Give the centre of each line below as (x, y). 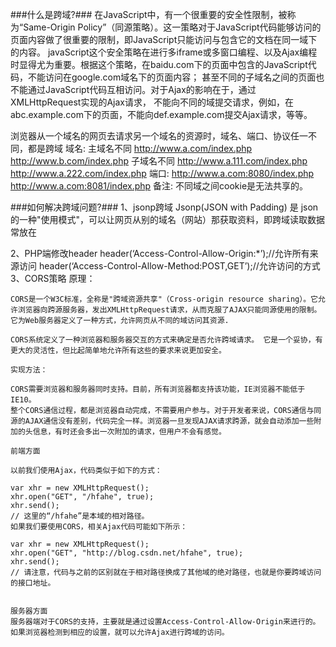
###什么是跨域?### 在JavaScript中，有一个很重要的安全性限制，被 (149, 14)
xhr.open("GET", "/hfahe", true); (82, 497)
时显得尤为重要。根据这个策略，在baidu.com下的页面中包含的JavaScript (159, 64)
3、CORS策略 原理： (53, 278)
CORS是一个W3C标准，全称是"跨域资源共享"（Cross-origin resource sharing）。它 (164, 299)
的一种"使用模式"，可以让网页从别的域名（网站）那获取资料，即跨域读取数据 (168, 219)
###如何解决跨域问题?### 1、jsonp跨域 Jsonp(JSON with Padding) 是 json (164, 207)
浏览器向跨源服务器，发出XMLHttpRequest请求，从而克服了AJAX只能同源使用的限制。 (169, 310)
